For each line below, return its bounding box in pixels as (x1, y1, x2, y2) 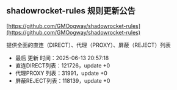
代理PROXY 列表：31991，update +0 (15, 69, 108, 77)
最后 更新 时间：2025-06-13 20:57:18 (15, 54, 109, 61)
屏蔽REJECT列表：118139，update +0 (15, 77, 110, 84)
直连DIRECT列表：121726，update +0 (15, 61, 110, 69)
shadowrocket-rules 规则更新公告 (6, 5, 135, 16)
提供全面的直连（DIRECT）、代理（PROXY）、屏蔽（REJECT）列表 (6, 41, 171, 49)
